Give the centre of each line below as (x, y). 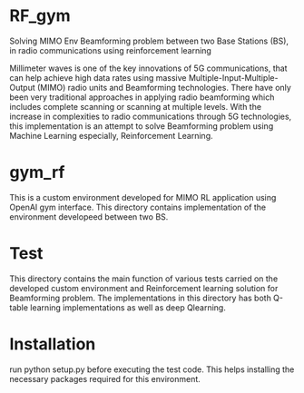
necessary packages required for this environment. (105, 378)
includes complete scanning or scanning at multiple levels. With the (135, 106)
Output (22, 87)
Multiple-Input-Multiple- (233, 77)
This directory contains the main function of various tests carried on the (144, 279)
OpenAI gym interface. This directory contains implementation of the (138, 207)
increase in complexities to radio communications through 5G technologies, (151, 116)
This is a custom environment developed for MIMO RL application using (143, 197)
